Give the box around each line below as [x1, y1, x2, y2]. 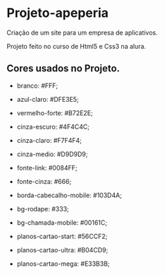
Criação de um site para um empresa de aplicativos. [6, 28, 158, 37]
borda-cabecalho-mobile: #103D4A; [16, 191, 123, 199]
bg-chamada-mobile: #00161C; [16, 218, 107, 227]
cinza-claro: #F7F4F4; [16, 136, 82, 144]
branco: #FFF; [16, 81, 59, 90]
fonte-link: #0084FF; [16, 163, 78, 172]
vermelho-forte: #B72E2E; [16, 108, 93, 117]
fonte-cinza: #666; [16, 177, 72, 185]
